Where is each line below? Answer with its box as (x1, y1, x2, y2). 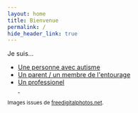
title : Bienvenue (7, 17, 59, 24)
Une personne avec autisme (17, 63, 101, 71)
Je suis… (7, 49, 34, 58)
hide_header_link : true (7, 30, 78, 37)
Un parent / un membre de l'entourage (17, 71, 131, 79)
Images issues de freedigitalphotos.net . (7, 100, 105, 107)
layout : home (7, 10, 46, 18)
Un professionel (17, 78, 65, 87)
